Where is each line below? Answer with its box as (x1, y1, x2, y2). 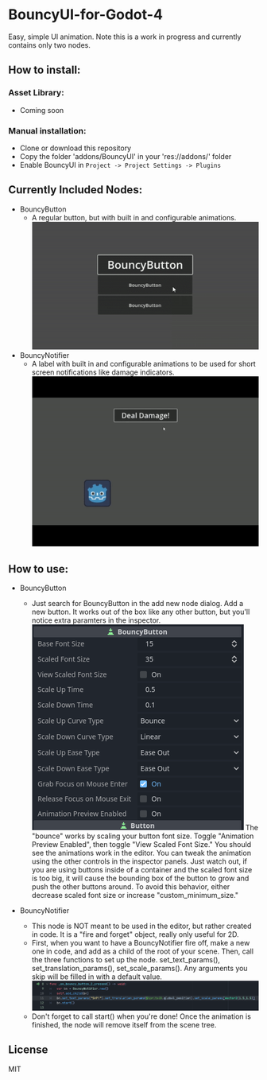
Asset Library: (8, 87, 65, 99)
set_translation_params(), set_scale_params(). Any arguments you (31, 963, 248, 973)
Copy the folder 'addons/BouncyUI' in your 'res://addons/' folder (19, 151, 232, 161)
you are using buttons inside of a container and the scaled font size (31, 864, 253, 874)
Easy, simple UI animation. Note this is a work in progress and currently (8, 32, 242, 41)
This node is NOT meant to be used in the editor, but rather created (31, 921, 252, 930)
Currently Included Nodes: (8, 183, 143, 196)
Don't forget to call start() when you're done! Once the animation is (31, 1012, 252, 1021)
